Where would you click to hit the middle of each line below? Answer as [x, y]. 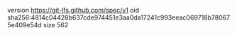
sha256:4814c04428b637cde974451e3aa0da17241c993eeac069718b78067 [119, 17]
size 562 [56, 25]
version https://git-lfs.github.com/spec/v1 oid [73, 10]
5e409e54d [25, 25]
